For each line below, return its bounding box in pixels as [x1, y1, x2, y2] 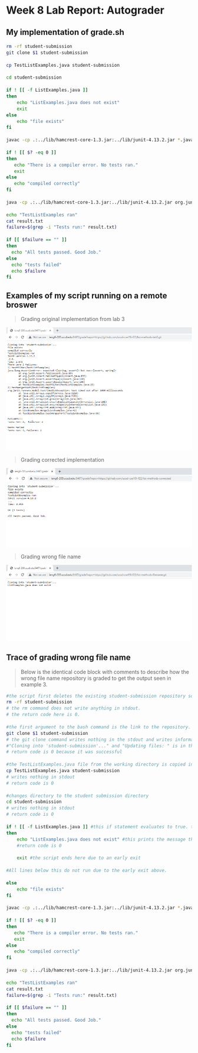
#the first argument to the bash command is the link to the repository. [6, 724, 192, 730]
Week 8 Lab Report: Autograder [6, 4, 165, 17]
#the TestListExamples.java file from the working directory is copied [6, 762, 186, 767]
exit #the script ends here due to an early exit [16, 855, 141, 861]
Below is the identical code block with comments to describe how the [20, 668, 190, 675]
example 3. [20, 681, 48, 688]
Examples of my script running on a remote [6, 290, 167, 300]
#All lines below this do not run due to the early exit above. [6, 867, 167, 873]
